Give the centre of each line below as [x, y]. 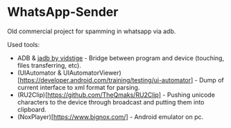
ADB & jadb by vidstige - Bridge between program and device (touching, [120, 58]
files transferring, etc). [49, 65]
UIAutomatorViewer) [92, 73]
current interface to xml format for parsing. [78, 87]
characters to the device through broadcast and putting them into [111, 102]
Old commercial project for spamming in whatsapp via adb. [92, 31]
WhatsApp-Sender [63, 12]
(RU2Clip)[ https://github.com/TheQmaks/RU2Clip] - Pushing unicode [116, 95]
